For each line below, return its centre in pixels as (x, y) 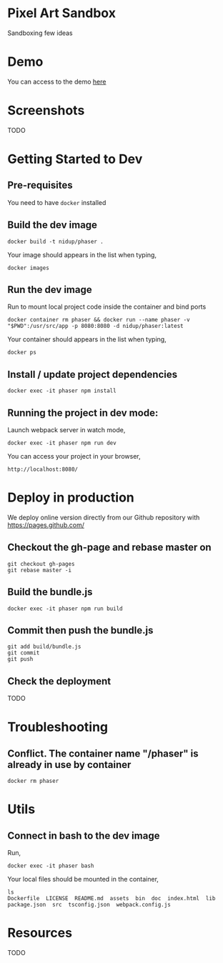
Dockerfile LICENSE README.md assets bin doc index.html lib (111, 899)
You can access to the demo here (57, 81)
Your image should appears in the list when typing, (82, 254)
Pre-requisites (40, 185)
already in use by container (69, 765)
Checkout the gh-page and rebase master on (110, 548)
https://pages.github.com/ (46, 525)
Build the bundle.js (50, 592)
